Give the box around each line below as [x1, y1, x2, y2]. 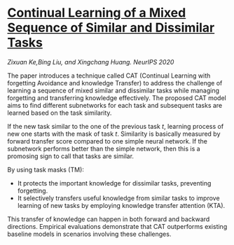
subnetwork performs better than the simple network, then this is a [7, 144, 201, 153]
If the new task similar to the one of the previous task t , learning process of [7, 122, 224, 130]
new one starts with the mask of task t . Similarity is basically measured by [7, 129, 221, 138]
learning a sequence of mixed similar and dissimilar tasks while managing [7, 86, 219, 94]
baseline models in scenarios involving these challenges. [7, 230, 172, 238]
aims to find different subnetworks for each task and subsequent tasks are [7, 101, 223, 109]
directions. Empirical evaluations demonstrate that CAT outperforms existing [7, 222, 228, 230]
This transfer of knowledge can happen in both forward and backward [7, 215, 210, 223]
